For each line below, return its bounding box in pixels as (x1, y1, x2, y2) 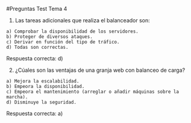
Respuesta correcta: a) (6, 110, 63, 117)
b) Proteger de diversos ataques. (6, 34, 93, 40)
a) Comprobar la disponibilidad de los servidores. (6, 28, 139, 34)
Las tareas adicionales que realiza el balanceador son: (14, 17, 151, 24)
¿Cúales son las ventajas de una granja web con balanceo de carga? (14, 66, 186, 74)
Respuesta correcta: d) (6, 55, 63, 62)
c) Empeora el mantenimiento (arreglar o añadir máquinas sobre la (6, 89, 180, 95)
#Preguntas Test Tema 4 (6, 5, 67, 12)
